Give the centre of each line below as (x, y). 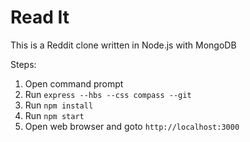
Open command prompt (74, 83)
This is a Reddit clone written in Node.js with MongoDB (123, 45)
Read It (40, 17)
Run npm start (54, 115)
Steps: (23, 64)
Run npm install (59, 105)
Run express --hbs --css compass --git (108, 94)
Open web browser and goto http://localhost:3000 (132, 126)
